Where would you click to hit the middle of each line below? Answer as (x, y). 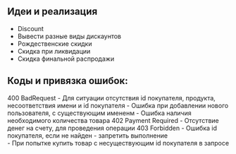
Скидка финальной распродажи (66, 59)
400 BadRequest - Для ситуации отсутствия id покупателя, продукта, (112, 97)
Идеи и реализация (52, 12)
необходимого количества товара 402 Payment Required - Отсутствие (113, 120)
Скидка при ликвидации (54, 51)
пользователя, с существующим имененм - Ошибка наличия (99, 113)
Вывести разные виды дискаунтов (69, 36)
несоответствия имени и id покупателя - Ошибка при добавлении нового (118, 105)
